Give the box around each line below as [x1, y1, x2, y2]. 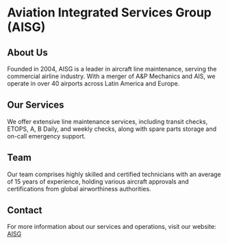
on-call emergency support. [7, 132, 86, 140]
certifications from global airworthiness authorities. [7, 184, 152, 193]
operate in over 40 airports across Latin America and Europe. [7, 80, 180, 87]
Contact [7, 204, 42, 217]
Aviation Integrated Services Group [7, 5, 212, 21]
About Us [7, 47, 48, 58]
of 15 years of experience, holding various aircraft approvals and [7, 177, 190, 186]
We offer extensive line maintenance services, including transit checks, [7, 117, 208, 125]
